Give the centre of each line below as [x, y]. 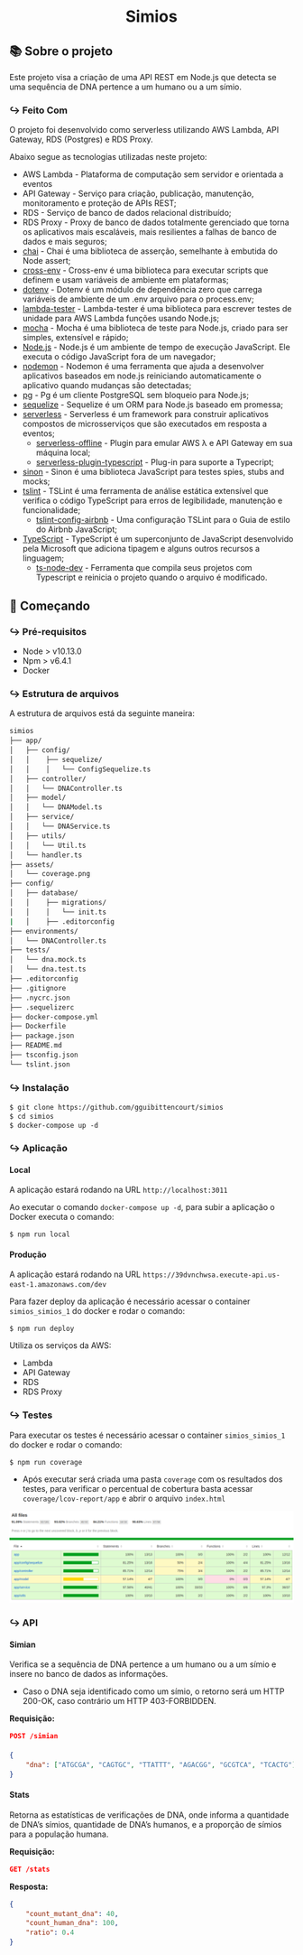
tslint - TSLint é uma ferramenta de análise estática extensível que [145, 491]
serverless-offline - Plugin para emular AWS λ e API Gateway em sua [164, 443]
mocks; [36, 481]
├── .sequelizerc [42, 1007]
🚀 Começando [50, 605]
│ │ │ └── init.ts [58, 912]
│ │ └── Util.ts [48, 845]
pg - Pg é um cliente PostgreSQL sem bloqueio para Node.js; [136, 396]
